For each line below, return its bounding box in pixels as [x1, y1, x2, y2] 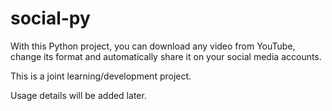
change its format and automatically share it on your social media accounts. [10, 50, 322, 62]
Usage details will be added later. [10, 89, 147, 101]
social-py [10, 7, 91, 30]
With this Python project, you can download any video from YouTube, [10, 40, 296, 52]
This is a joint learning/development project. [10, 70, 192, 82]
